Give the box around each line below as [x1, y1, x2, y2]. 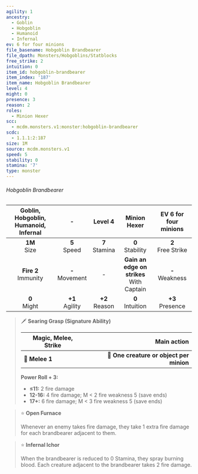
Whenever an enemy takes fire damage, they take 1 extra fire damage [20, 423, 190, 430]
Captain [124, 285, 146, 293]
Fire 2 [22, 267, 39, 275]
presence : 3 [6, 96, 35, 102]
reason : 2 [6, 102, 31, 108]
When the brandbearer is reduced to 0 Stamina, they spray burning [20, 455, 184, 462]
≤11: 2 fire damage [29, 385, 75, 392]
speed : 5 [6, 151, 28, 157]
